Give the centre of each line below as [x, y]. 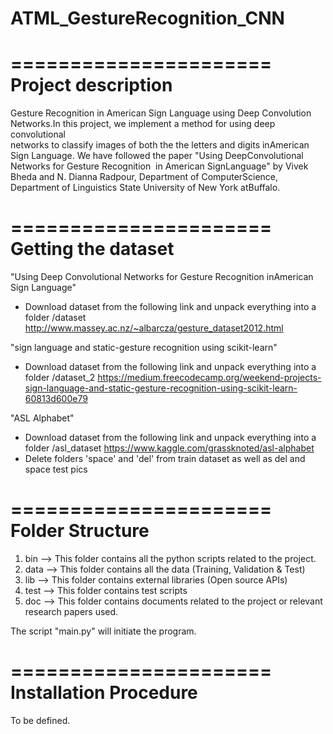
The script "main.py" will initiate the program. [103, 631]
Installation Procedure [104, 693]
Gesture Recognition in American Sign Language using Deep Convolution [161, 113]
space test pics [56, 469]
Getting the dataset [92, 249]
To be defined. [40, 720]
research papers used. [71, 611]
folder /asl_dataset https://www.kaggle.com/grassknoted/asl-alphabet [169, 448]
